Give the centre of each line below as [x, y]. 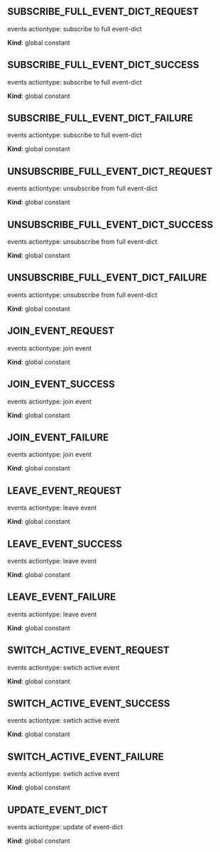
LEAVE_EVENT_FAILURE [62, 597]
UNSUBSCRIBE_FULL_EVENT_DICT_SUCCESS [110, 224]
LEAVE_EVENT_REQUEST [65, 491]
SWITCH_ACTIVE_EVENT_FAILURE [86, 756]
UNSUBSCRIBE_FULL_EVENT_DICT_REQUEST [110, 171]
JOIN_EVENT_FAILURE [58, 437]
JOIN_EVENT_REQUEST [61, 331]
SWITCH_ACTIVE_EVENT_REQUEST [89, 651]
